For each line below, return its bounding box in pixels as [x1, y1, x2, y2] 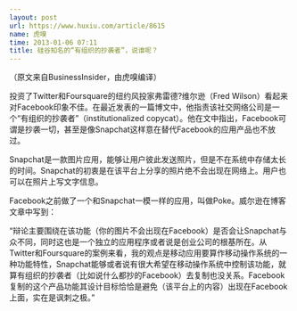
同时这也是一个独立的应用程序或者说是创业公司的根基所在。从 [39, 237, 268, 248]
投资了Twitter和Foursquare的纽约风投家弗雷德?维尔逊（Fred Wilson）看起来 [9, 91, 288, 102]
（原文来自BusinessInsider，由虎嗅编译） [9, 72, 162, 83]
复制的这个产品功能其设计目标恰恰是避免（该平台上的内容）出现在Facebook [9, 282, 288, 292]
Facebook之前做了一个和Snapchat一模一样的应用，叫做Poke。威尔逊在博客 [9, 195, 287, 206]
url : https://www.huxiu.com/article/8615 [9, 21, 166, 30]
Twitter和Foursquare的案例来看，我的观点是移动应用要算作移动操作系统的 [9, 248, 280, 258]
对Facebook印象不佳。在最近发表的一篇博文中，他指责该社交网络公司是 [9, 102, 272, 112]
